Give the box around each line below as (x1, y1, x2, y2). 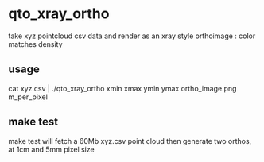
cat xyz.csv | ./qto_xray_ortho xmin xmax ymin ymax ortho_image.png (8, 83, 237, 93)
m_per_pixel (8, 92, 48, 102)
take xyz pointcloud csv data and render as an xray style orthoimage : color (8, 31, 256, 40)
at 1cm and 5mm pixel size (8, 145, 95, 154)
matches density (8, 39, 63, 48)
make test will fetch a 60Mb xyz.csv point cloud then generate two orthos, (8, 136, 252, 145)
